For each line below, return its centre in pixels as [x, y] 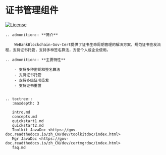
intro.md [21, 112]
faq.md [19, 147]
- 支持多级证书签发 [32, 80]
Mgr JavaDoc [24, 139]
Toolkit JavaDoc [29, 130]
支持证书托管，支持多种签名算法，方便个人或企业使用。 [61, 50]
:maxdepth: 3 [25, 103]
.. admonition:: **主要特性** [35, 60]
